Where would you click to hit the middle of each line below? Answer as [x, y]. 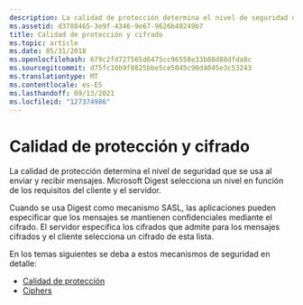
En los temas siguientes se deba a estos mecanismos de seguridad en [140, 254]
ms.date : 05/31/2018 [48, 51]
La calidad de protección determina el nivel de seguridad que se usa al [141, 171]
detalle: [23, 263]
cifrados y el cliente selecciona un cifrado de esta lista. [112, 236]
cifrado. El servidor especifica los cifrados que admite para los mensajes [145, 227]
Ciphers [37, 291]
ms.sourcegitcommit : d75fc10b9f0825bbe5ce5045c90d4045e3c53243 [131, 69]
